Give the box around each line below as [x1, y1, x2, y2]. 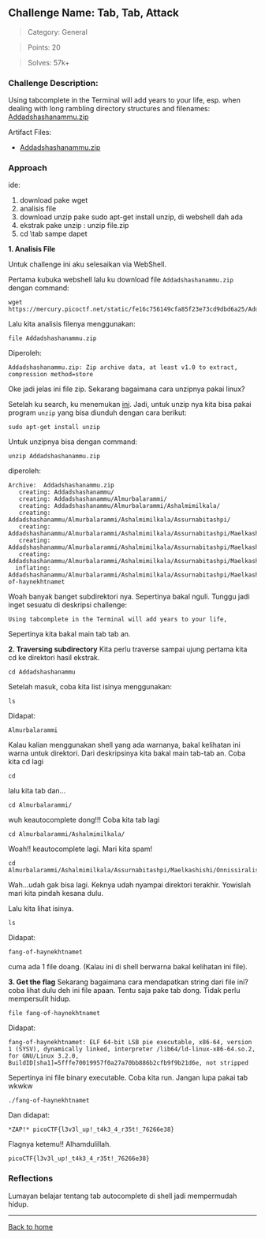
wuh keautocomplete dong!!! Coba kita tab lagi [8, 815, 160, 825]
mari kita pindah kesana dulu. [8, 889, 104, 898]
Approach [8, 162, 47, 174]
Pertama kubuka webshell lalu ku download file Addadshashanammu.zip [8, 275, 234, 285]
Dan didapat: [8, 1110, 50, 1120]
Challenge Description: [8, 77, 99, 88]
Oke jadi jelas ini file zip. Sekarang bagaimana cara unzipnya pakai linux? [8, 384, 245, 394]
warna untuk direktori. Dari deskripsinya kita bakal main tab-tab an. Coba [8, 748, 246, 758]
